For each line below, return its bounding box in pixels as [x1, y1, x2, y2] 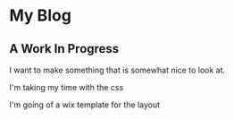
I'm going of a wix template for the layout [9, 99, 161, 110]
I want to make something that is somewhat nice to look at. [9, 64, 226, 75]
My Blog [9, 5, 71, 26]
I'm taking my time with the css [9, 82, 124, 92]
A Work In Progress [9, 41, 120, 56]
